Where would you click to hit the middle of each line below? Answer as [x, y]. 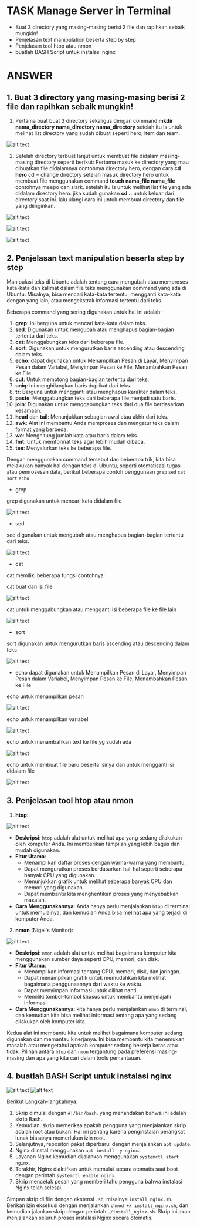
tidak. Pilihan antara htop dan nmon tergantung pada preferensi [81, 1051]
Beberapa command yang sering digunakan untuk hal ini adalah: [84, 312]
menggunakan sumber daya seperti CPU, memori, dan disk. [87, 959]
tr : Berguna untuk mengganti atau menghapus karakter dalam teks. [96, 392]
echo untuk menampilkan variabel [47, 719]
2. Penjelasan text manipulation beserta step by [96, 259]
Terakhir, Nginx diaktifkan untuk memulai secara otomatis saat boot [96, 1169]
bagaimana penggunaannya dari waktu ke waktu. [83, 984]
